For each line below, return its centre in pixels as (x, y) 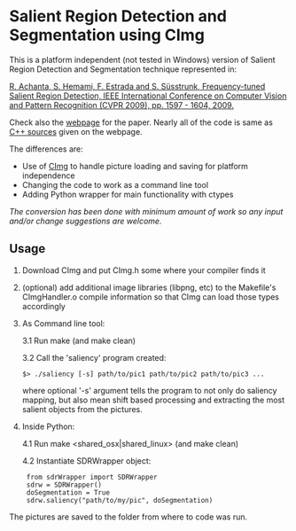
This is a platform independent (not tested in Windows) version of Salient (143, 59)
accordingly (44, 306)
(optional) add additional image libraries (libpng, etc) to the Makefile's (149, 287)
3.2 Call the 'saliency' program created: (94, 357)
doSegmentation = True (68, 492)
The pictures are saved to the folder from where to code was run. (129, 517)
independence (48, 176)
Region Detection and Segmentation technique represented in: (123, 69)
